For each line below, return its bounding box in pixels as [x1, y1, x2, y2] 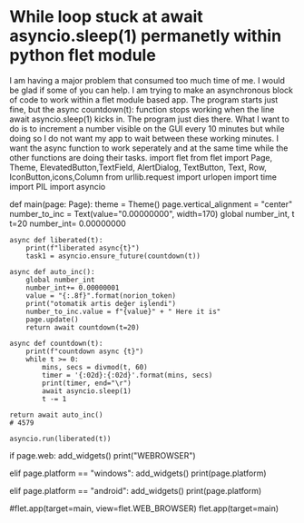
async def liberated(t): [9, 235, 103, 244]
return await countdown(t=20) [25, 322, 141, 332]
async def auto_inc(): [9, 267, 95, 276]
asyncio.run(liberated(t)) [9, 434, 112, 443]
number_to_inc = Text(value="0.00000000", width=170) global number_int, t [9, 208, 295, 219]
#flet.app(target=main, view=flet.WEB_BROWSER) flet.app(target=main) [9, 502, 279, 514]
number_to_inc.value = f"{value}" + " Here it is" [25, 307, 221, 316]
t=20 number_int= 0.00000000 [9, 218, 127, 229]
